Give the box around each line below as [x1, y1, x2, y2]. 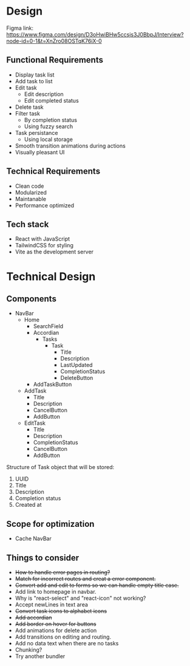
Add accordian [15, 614, 52, 621]
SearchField [33, 323, 64, 330]
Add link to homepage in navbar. [15, 588, 97, 595]
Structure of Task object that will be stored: [6, 464, 115, 471]
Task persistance [15, 129, 58, 136]
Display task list [15, 71, 55, 78]
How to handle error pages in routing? [15, 569, 110, 575]
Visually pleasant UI [15, 148, 65, 156]
